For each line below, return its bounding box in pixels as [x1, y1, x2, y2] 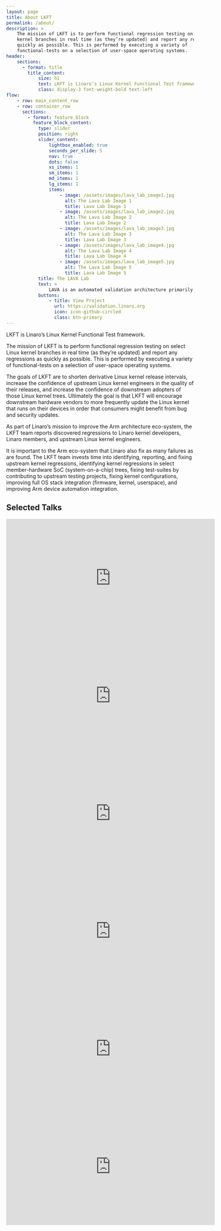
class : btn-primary [54, 314, 102, 320]
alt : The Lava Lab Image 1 [64, 198, 132, 204]
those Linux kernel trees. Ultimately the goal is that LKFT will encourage [6, 392, 183, 399]
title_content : [27, 70, 66, 76]
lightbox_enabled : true [48, 142, 108, 148]
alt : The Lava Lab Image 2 [64, 215, 132, 221]
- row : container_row [17, 103, 70, 109]
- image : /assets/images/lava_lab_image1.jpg [59, 192, 175, 198]
